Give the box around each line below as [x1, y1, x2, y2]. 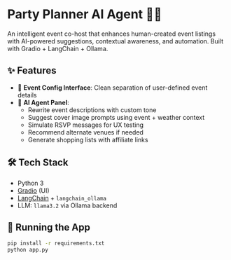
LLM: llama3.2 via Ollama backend [17, 201, 118, 210]
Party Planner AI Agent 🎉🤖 [7, 6, 162, 22]
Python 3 [17, 179, 44, 187]
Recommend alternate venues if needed [27, 128, 143, 136]
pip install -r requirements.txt [7, 240, 105, 247]
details [17, 90, 37, 99]
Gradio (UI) [17, 186, 50, 195]
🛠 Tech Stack [7, 157, 69, 169]
